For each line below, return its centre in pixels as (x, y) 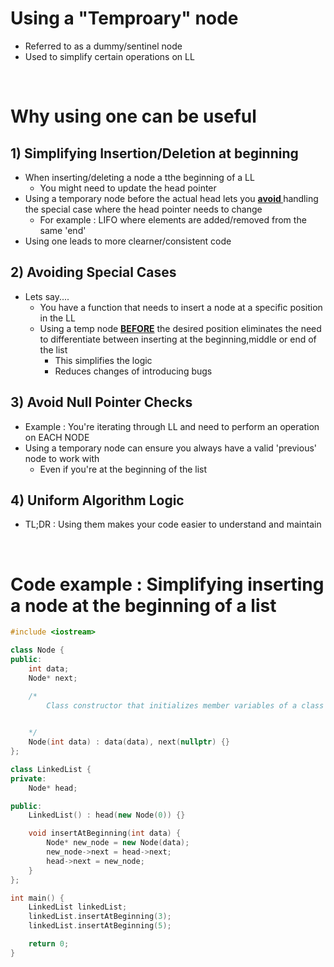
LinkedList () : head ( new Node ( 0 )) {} (107, 815)
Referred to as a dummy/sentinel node (103, 46)
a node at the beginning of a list (143, 605)
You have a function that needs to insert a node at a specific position (181, 307)
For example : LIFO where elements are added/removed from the (173, 219)
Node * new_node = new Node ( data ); (118, 843)
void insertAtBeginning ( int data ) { (105, 833)
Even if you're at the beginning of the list (123, 469)
